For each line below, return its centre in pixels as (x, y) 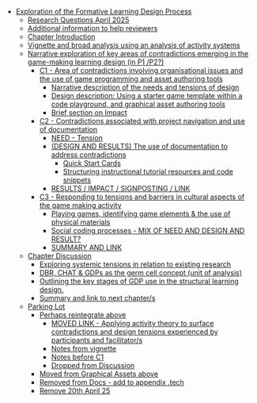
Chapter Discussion (60, 256)
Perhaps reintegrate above (83, 315)
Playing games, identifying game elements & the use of (141, 214)
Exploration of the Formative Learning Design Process (104, 12)
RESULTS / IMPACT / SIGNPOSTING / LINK (121, 188)
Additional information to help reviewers (93, 28)
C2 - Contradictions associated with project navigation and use (142, 121)
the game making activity (80, 205)
